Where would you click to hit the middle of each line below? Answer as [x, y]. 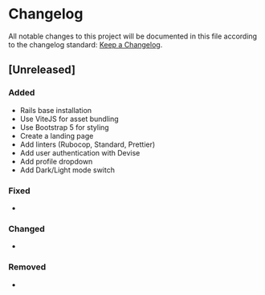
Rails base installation [56, 110]
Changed [27, 228]
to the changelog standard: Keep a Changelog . [86, 44]
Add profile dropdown [56, 161]
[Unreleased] [42, 70]
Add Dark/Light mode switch [67, 170]
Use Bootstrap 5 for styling [65, 127]
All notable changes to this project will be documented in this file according [133, 36]
